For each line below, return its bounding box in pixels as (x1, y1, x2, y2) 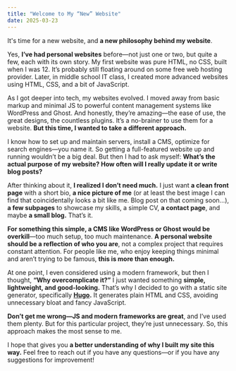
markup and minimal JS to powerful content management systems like (7, 101, 211, 109)
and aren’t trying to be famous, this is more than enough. (7, 255, 175, 263)
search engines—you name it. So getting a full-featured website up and (7, 145, 215, 153)
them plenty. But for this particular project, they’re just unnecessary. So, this (7, 319, 228, 328)
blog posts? (7, 167, 43, 176)
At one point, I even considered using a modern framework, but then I (7, 268, 209, 276)
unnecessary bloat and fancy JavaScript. (7, 298, 127, 307)
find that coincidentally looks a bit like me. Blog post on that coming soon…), (7, 195, 230, 205)
